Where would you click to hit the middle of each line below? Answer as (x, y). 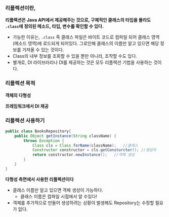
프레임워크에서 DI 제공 (27, 106)
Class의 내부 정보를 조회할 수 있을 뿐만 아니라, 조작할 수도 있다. (75, 56)
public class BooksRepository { (38, 131)
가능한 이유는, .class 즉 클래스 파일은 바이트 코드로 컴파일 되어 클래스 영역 (86, 37)
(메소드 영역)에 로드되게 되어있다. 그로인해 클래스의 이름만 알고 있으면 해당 (86, 44)
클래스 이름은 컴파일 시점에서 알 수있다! (59, 196)
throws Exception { (44, 140)
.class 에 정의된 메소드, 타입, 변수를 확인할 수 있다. (55, 26)
